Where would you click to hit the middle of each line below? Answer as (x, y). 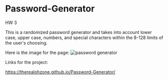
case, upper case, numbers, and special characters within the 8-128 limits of (84, 37)
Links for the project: (27, 62)
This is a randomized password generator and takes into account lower (78, 32)
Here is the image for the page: (37, 52)
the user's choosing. (26, 42)
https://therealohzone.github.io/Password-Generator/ (60, 72)
